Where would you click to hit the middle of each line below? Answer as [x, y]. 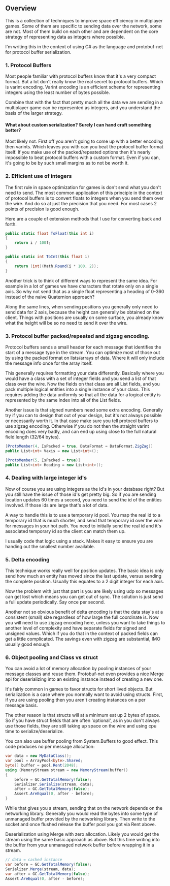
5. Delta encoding [27, 559]
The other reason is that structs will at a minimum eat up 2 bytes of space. [83, 715]
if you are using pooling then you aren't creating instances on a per [75, 700]
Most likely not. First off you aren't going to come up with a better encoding [84, 141]
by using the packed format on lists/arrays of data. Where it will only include [85, 358]
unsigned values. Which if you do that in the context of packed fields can [82, 634]
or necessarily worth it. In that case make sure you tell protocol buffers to [82, 421]
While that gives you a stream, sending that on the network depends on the [84, 808]
